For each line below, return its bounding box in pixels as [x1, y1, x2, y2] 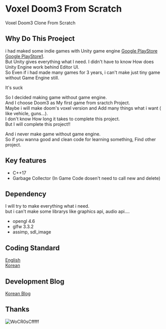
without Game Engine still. [5, 74, 60, 81]
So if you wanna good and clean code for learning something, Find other [5, 136, 156, 142]
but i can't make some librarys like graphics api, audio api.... [5, 208, 130, 215]
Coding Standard [5, 244, 60, 252]
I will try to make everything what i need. [5, 203, 90, 209]
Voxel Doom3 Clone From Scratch [5, 20, 76, 26]
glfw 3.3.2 [12, 223, 34, 230]
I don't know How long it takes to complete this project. [5, 116, 120, 122]
